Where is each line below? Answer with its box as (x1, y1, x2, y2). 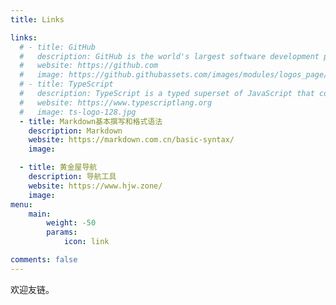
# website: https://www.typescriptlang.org (19, 97, 213, 108)
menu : (10, 199, 33, 210)
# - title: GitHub (19, 42, 97, 52)
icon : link (63, 237, 110, 247)
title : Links (10, 14, 65, 25)
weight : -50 (46, 218, 97, 228)
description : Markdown (28, 126, 123, 136)
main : (28, 209, 52, 219)
